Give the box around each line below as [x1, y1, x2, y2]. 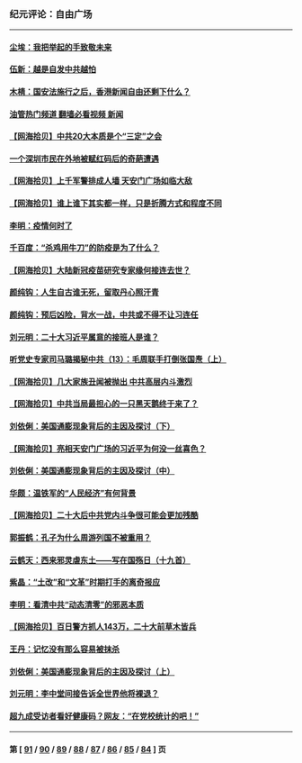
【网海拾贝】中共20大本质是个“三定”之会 [9, 131, 163, 141]
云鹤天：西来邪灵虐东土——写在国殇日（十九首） [9, 554, 191, 565]
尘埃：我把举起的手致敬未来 [9, 41, 112, 52]
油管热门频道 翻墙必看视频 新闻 [9, 108, 124, 119]
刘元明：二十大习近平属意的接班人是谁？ [9, 332, 159, 342]
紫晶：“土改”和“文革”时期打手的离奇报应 [9, 577, 161, 587]
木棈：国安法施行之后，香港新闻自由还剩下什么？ [9, 86, 191, 97]
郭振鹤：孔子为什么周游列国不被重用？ [9, 531, 151, 542]
